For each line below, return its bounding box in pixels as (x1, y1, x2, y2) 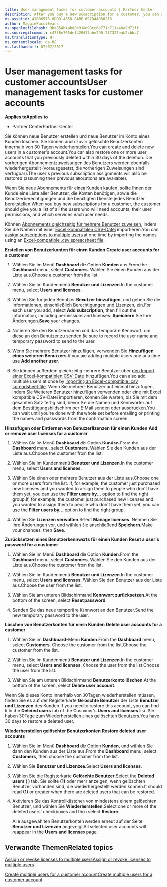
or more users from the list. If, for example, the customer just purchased (12, 480, 160, 486)
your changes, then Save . (12, 527, 66, 532)
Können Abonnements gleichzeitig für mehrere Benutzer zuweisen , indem (5, 221, 157, 227)
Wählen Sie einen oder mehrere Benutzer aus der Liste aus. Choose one (12, 475, 159, 481)
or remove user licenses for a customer (5, 430, 88, 436)
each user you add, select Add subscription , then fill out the (12, 307, 137, 313)
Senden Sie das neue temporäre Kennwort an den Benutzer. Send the (12, 607, 154, 613)
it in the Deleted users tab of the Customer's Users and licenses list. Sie (5, 708, 154, 713)
